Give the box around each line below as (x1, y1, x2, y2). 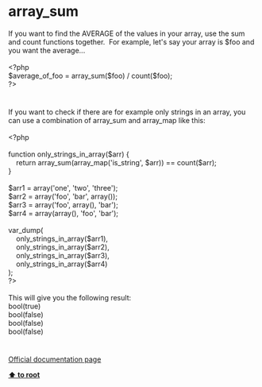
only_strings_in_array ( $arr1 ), (15, 234, 109, 244)
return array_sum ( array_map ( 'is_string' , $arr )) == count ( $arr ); (15, 158, 217, 168)
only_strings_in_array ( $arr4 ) (15, 259, 108, 269)
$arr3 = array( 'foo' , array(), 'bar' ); (8, 200, 119, 210)
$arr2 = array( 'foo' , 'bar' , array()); (8, 192, 118, 201)
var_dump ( (8, 226, 44, 235)
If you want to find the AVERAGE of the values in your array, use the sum (8, 29, 245, 38)
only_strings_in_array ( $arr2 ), (15, 242, 110, 252)
